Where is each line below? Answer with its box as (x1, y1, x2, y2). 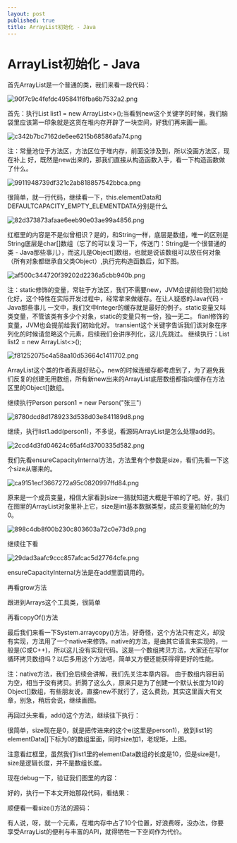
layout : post (7, 10, 46, 18)
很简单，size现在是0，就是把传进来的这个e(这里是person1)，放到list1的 (7, 726, 213, 734)
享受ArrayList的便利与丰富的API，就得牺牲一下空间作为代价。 (7, 827, 186, 836)
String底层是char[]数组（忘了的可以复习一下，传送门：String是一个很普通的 (7, 239, 227, 248)
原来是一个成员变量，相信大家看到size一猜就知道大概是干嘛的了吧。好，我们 (7, 493, 229, 502)
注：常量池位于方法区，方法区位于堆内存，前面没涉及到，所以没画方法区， (7, 147, 224, 155)
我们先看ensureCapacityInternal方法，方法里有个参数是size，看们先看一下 (7, 456, 224, 464)
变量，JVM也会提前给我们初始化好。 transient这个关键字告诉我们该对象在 (7, 321, 221, 329)
